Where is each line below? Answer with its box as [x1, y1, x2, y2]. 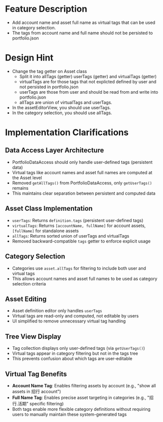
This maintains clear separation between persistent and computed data [12, 190, 156, 196]
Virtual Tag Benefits [5, 370, 67, 378]
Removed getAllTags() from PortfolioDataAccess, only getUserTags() [12, 180, 152, 186]
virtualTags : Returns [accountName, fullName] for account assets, [12, 222, 146, 228]
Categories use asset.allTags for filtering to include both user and [12, 265, 146, 271]
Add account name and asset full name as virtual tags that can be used [12, 20, 155, 25]
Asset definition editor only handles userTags [12, 308, 102, 314]
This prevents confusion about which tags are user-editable [12, 356, 133, 362]
